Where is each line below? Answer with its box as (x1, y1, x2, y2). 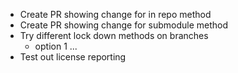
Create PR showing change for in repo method (19, 9, 212, 20)
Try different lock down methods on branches (19, 30, 209, 41)
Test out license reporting (19, 51, 127, 63)
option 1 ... (34, 40, 78, 52)
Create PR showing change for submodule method (19, 19, 229, 31)
